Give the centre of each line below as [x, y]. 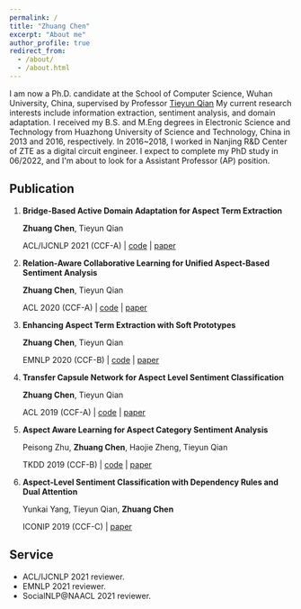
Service [31, 555]
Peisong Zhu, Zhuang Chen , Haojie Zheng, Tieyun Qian [125, 447]
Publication [42, 189]
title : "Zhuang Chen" [50, 26]
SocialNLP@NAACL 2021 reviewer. [86, 595]
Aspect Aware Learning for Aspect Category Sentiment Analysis [145, 430]
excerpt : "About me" [48, 34]
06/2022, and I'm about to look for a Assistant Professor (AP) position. [140, 160]
